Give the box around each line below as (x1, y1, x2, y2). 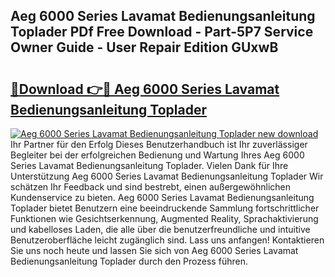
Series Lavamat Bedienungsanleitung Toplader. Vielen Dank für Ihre (10, 160, 289, 171)
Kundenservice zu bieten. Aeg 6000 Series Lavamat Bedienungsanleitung (10, 192, 315, 203)
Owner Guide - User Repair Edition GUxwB (10, 39, 279, 56)
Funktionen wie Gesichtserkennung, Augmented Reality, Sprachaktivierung (10, 213, 319, 224)
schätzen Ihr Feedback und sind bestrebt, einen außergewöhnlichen (10, 181, 291, 193)
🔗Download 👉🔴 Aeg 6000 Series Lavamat (10, 80, 280, 98)
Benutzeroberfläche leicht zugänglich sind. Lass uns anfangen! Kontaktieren (10, 234, 325, 246)
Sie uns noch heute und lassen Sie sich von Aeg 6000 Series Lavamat (10, 245, 299, 256)
